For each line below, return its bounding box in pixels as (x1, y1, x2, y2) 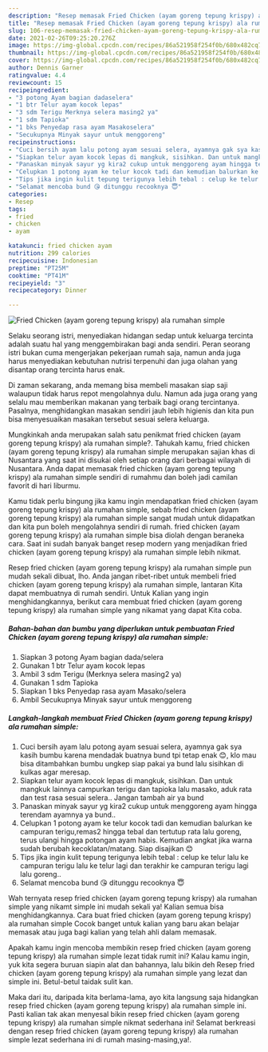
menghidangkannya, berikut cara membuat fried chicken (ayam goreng (8, 597, 242, 606)
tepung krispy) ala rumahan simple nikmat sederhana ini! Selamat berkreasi (8, 1018, 256, 1028)
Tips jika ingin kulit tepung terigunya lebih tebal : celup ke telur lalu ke (19, 853, 249, 862)
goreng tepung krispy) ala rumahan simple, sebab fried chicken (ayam (8, 505, 239, 514)
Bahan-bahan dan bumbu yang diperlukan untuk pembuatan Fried (8, 623, 235, 633)
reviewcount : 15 (8, 78, 62, 86)
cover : (8, 57, 30, 65)
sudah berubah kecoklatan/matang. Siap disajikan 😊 (19, 844, 194, 854)
